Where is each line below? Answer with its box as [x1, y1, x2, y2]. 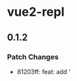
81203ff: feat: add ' [16, 67, 71, 76]
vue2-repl [7, 4, 65, 20]
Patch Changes [7, 52, 59, 62]
